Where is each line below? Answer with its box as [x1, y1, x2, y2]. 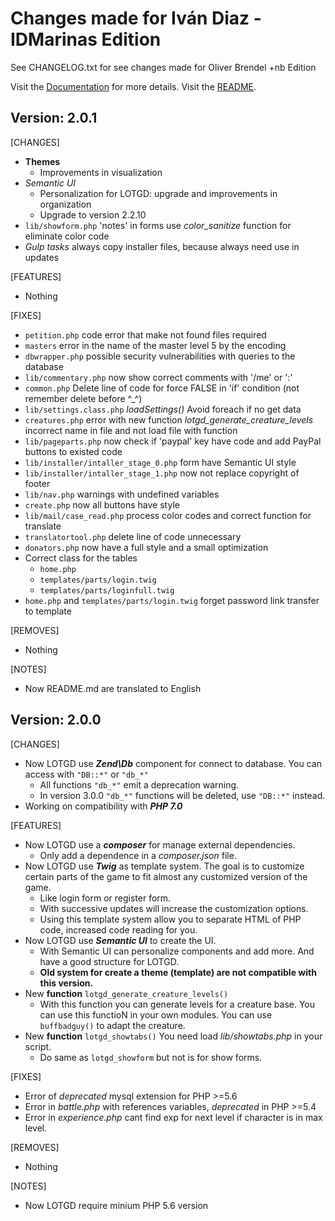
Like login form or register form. [39, 892, 172, 904]
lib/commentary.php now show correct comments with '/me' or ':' [24, 371, 293, 383]
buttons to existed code [24, 445, 123, 457]
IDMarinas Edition [10, 28, 162, 51]
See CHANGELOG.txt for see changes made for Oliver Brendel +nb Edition [10, 61, 317, 73]
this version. [39, 977, 94, 989]
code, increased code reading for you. [39, 923, 198, 936]
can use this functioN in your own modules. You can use [39, 1008, 273, 1021]
